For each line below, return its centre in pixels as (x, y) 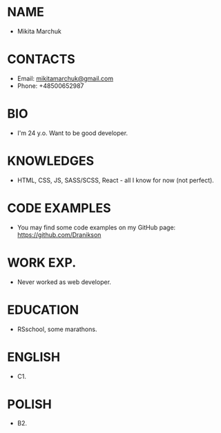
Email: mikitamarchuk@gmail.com (65, 78)
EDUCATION (43, 310)
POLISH (29, 404)
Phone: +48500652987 (50, 86)
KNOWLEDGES (51, 161)
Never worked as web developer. (64, 282)
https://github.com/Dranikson (59, 235)
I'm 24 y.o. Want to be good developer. (73, 133)
